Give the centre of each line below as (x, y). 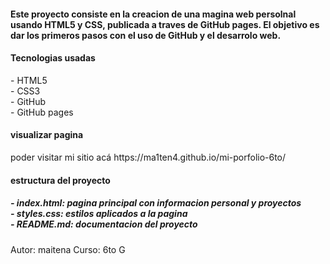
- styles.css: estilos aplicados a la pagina (99, 214)
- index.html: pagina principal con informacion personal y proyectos (156, 203)
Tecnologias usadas (53, 58)
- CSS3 (25, 91)
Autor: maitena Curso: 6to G (68, 249)
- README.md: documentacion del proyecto (104, 224)
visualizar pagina (47, 135)
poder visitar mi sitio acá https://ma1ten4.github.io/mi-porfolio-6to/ (148, 157)
